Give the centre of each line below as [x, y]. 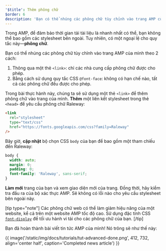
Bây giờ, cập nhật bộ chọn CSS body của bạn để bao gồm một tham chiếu [80, 141]
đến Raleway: [19, 146]
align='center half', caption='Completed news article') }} [62, 243]
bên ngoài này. [20, 198]
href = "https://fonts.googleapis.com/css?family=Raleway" [69, 127]
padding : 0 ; [22, 169]
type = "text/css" [26, 123]
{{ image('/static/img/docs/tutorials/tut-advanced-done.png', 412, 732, [77, 238]
